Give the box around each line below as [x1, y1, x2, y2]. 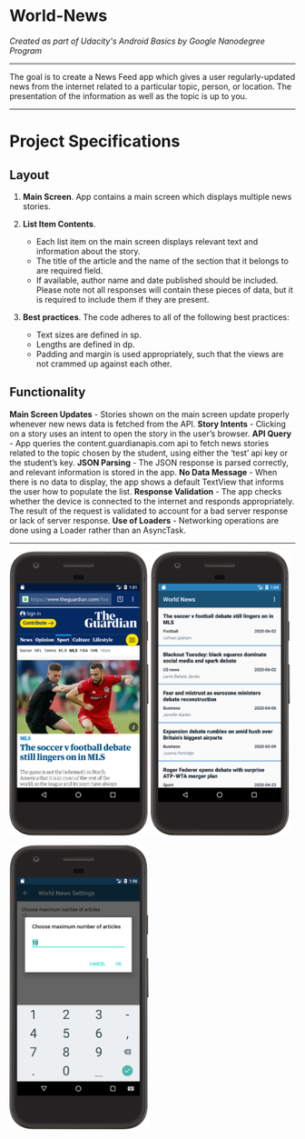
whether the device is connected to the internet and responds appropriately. [9, 495, 295, 506]
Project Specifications [9, 131, 181, 152]
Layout [9, 167, 50, 183]
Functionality [9, 385, 86, 400]
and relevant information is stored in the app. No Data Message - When [9, 466, 278, 477]
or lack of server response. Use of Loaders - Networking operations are [9, 515, 280, 525]
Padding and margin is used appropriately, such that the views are [35, 348, 284, 359]
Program [9, 45, 43, 55]
